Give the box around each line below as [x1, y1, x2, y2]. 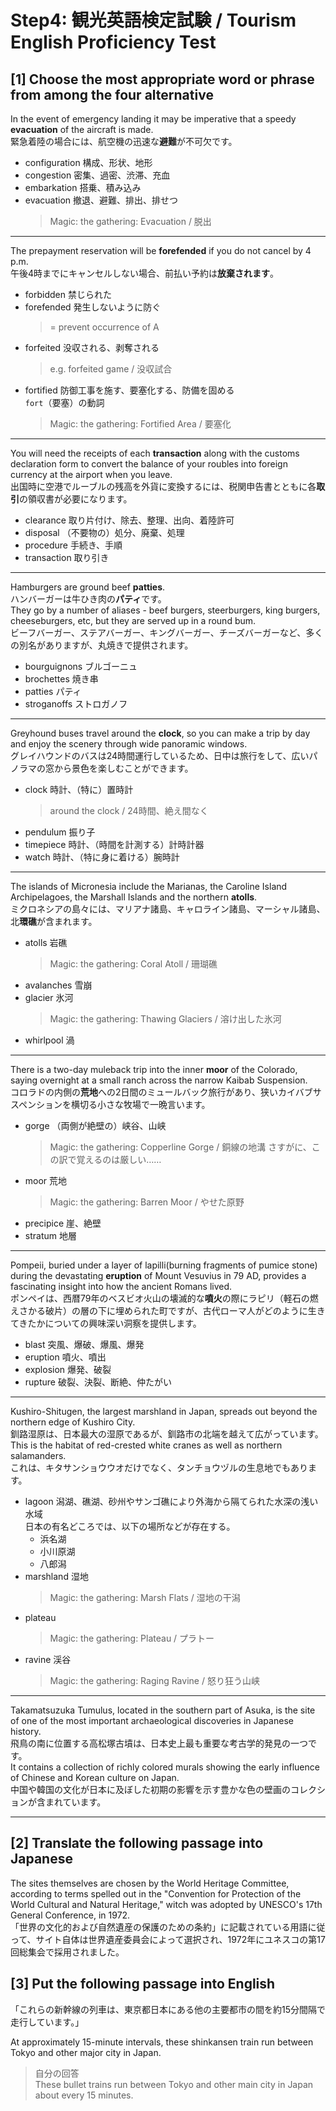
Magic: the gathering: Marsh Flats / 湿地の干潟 [49, 1592, 241, 1603]
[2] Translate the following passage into [10, 1835, 264, 1852]
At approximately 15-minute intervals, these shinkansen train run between [10, 2036, 314, 2048]
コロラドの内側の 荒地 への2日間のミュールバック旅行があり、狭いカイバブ [10, 1086, 313, 1098]
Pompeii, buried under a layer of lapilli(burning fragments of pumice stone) [10, 1259, 318, 1271]
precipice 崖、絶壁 [24, 1217, 102, 1229]
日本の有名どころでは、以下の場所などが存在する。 [24, 1521, 236, 1532]
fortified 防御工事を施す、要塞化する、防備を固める [24, 384, 235, 396]
